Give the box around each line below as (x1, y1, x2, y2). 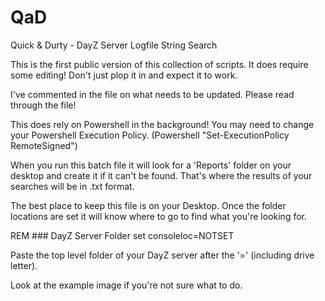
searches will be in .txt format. (10, 180, 135, 192)
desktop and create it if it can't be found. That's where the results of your (10, 169, 313, 181)
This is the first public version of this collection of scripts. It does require (10, 58, 309, 70)
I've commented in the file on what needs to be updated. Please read (10, 88, 295, 100)
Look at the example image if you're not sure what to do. (10, 279, 243, 291)
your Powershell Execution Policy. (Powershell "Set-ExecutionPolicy (10, 129, 290, 141)
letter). (10, 259, 38, 271)
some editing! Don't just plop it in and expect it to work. (10, 69, 238, 81)
